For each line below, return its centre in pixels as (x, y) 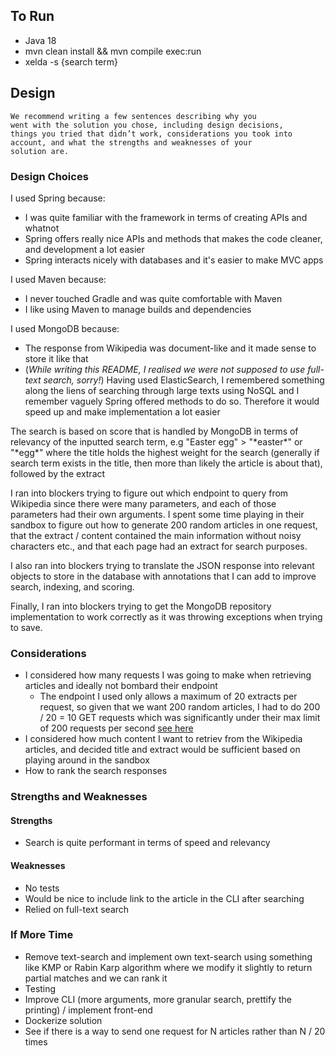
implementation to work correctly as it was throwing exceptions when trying (166, 616)
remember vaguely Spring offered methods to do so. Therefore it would (172, 401)
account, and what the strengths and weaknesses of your (131, 142)
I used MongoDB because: (65, 328)
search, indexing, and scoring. (72, 586)
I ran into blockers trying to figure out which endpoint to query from (149, 493)
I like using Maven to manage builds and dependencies (138, 309)
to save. (26, 627)
